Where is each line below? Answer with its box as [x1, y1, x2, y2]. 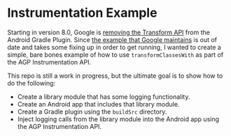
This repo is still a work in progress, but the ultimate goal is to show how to [7, 72, 223, 80]
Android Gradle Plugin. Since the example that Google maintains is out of [7, 35, 218, 43]
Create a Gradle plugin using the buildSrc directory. [17, 107, 167, 116]
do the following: [7, 79, 56, 87]
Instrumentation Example [7, 5, 157, 21]
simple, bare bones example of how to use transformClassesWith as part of [7, 50, 224, 59]
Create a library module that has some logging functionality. [17, 93, 190, 101]
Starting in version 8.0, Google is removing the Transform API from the [7, 28, 210, 36]
